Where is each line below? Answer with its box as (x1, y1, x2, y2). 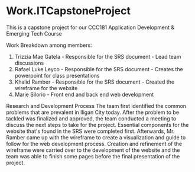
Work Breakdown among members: (6, 42, 93, 49)
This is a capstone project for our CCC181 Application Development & (6, 24, 175, 31)
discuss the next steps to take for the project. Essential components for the (6, 121, 189, 128)
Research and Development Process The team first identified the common (6, 102, 187, 109)
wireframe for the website (14, 84, 78, 91)
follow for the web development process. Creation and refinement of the (6, 140, 182, 147)
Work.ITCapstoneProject (6, 4, 131, 18)
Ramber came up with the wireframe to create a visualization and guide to (6, 133, 186, 141)
